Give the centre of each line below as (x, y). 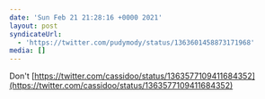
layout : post (34, 26)
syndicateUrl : (36, 34)
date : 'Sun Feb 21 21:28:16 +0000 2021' (86, 17)
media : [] (28, 51)
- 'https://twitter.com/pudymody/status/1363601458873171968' (136, 42)
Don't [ (22, 76)
